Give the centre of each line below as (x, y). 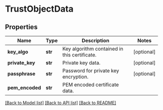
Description (96, 41)
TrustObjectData (39, 9)
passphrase (21, 74)
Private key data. (81, 63)
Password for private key (91, 71)
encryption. (75, 77)
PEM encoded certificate (90, 85)
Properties (21, 27)
